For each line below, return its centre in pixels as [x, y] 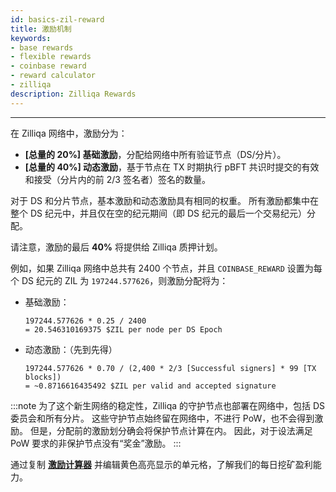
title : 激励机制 [41, 29]
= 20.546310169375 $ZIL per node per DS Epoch [123, 329]
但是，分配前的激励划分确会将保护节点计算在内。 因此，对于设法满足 [171, 430]
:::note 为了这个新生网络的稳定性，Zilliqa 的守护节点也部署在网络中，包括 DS [168, 405]
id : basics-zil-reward [57, 19]
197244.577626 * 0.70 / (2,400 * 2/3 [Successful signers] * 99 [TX [170, 368]
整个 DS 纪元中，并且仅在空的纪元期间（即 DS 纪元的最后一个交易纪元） [158, 213]
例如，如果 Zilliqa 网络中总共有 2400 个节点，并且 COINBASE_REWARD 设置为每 [166, 268]
